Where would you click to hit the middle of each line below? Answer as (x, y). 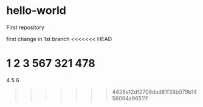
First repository (25, 27)
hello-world (36, 11)
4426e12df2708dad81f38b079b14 (155, 92)
